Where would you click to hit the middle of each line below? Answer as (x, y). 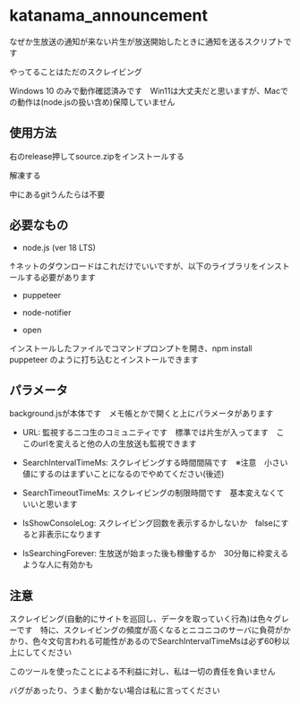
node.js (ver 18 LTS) (59, 247)
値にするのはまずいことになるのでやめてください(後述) (123, 474)
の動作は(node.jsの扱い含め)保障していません (92, 102)
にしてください (44, 652)
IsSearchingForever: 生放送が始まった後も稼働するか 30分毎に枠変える (155, 554)
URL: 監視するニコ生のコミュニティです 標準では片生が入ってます (145, 433)
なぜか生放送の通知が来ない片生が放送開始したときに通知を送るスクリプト (146, 41)
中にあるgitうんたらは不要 (57, 194)
